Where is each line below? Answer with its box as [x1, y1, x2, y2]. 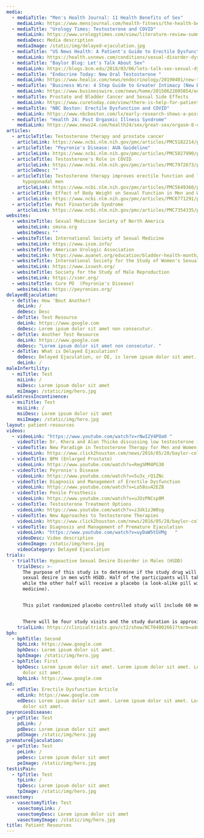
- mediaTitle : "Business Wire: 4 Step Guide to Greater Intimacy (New [12, 83, 194, 89]
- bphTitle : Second [12, 635, 61, 642]
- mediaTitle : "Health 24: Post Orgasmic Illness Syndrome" [12, 116, 167, 122]
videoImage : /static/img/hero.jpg [17, 541, 104, 547]
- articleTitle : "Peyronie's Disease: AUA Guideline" [12, 144, 151, 151]
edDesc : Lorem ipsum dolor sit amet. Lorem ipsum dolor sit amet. [17, 698, 189, 704]
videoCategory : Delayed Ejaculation [17, 546, 110, 553]
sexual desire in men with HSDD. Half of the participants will [22, 574, 189, 581]
